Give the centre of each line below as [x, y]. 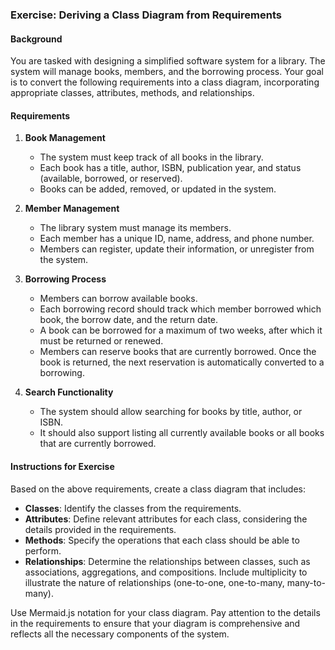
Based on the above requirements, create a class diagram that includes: [158, 489]
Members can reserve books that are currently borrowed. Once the [178, 352]
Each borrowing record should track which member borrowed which [180, 309]
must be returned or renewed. [101, 341]
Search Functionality [69, 392]
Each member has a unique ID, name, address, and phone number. [177, 239]
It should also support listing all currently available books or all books [182, 433]
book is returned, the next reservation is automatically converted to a [182, 362]
